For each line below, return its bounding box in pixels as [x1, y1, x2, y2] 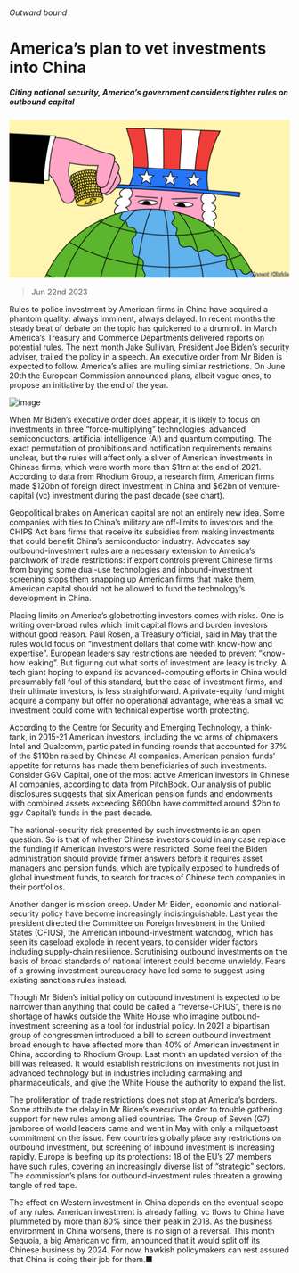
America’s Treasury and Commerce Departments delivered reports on [9, 333, 265, 343]
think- [250, 723, 273, 733]
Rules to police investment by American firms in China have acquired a [9, 304, 269, 315]
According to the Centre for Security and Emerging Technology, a [9, 723, 250, 733]
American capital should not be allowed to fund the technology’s [9, 583, 246, 594]
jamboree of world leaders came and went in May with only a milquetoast [9, 1123, 279, 1134]
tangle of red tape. [9, 1180, 77, 1191]
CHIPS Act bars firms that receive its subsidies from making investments [9, 526, 276, 537]
